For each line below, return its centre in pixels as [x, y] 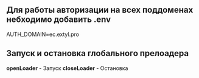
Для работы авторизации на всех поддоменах [100, 10]
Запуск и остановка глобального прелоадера [98, 53]
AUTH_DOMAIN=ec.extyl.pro [43, 34]
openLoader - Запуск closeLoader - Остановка [67, 68]
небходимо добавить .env [59, 20]
